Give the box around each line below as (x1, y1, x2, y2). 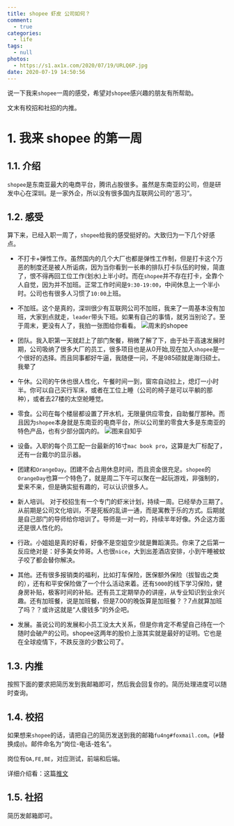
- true (13, 23, 33, 30)
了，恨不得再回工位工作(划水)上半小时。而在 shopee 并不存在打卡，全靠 (17, 272, 218, 280)
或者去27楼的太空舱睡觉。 (32, 395, 108, 403)
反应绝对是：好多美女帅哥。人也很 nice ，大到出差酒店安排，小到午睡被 (17, 547, 219, 556)
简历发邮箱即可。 (7, 811, 56, 820)
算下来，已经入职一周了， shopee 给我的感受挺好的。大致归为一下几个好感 (7, 231, 215, 239)
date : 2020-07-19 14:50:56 (7, 68, 86, 75)
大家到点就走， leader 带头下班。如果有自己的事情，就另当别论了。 (29, 313, 219, 321)
